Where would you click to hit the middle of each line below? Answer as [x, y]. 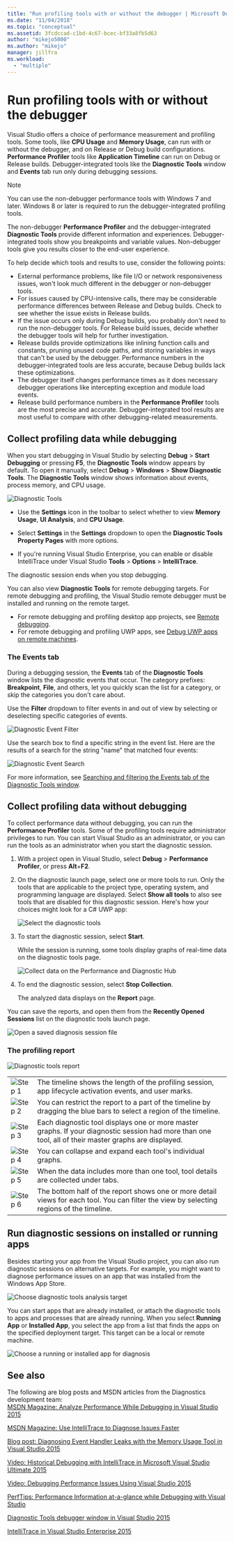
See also [26, 1375]
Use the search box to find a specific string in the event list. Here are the [111, 742]
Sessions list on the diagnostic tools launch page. [79, 1019]
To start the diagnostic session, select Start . [81, 936]
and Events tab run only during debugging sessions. [83, 171]
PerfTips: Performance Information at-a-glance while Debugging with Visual [116, 1497]
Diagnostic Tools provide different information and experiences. [100, 234]
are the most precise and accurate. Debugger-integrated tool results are [121, 410]
